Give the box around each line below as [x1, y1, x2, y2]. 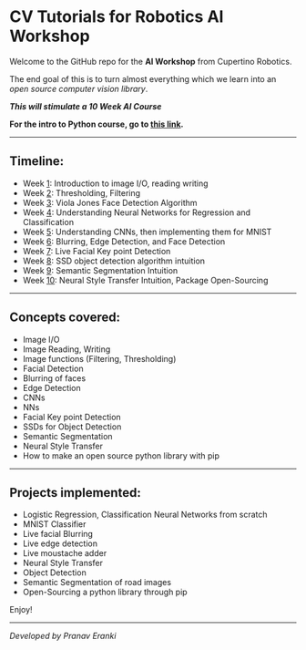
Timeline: [9, 153, 65, 170]
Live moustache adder [22, 548, 107, 559]
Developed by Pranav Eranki [9, 631, 117, 642]
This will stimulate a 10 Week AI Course [9, 100, 162, 111]
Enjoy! [9, 604, 34, 615]
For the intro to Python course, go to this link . [9, 119, 184, 129]
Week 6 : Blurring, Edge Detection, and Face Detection [22, 235, 226, 247]
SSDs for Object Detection [22, 421, 122, 432]
